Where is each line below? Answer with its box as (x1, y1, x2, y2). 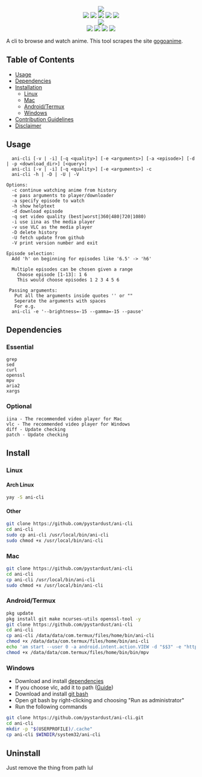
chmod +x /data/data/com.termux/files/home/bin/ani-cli (6, 638, 149, 644)
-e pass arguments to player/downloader (11, 192, 114, 198)
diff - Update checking (6, 426, 66, 432)
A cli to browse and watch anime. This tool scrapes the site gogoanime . (6, 37, 183, 45)
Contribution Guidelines (14, 115, 74, 123)
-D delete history (11, 229, 58, 235)
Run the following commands (14, 703, 87, 711)
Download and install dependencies (14, 678, 104, 685)
